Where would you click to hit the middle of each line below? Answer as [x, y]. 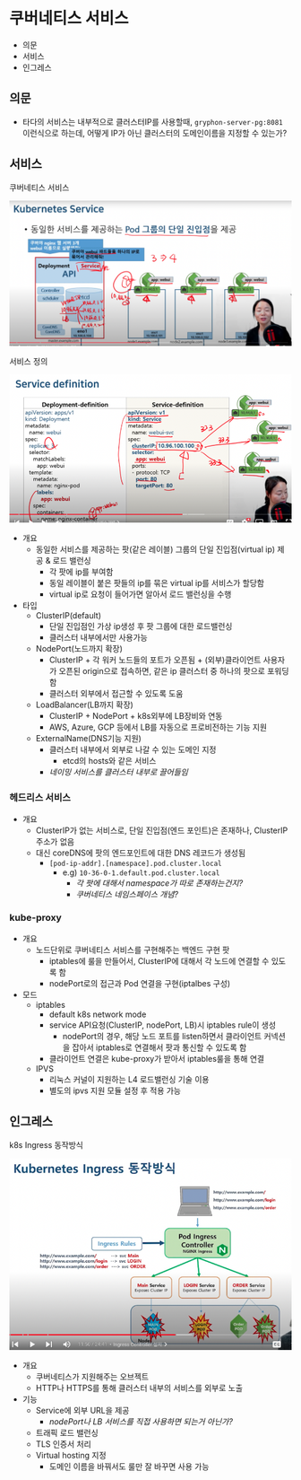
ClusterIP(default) [68, 616]
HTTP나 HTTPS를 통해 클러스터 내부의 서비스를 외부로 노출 [139, 1388]
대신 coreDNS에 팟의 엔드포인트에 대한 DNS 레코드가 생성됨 [141, 853]
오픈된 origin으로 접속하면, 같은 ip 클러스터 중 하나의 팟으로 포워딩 [174, 671]
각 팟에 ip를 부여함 [81, 572]
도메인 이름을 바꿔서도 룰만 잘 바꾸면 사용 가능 [129, 1466]
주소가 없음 [55, 841]
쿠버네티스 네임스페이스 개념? [127, 894]
